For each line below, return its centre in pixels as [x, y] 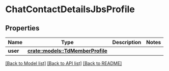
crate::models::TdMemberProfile [67, 51]
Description [127, 42]
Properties [22, 28]
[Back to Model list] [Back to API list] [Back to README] [64, 63]
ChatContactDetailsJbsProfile [70, 9]
